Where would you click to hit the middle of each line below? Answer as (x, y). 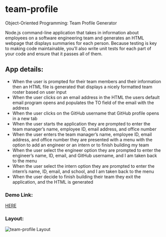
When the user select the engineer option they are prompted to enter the (86, 150)
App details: (24, 69)
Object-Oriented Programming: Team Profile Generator (61, 23)
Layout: (14, 219)
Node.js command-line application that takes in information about (72, 32)
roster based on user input (39, 92)
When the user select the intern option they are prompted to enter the (83, 166)
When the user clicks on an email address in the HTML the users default (86, 97)
